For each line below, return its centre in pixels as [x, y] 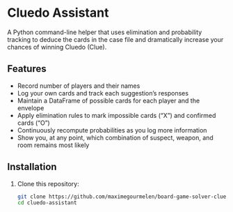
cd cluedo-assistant [47, 203]
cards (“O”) [33, 123]
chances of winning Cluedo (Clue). [57, 47]
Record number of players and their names [79, 86]
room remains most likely [53, 145]
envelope [31, 108]
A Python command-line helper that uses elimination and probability [105, 32]
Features [27, 69]
